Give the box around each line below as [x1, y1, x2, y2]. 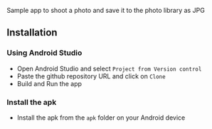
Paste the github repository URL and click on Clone [16, 71, 166, 81]
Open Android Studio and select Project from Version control [16, 64, 202, 73]
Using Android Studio [6, 48, 83, 58]
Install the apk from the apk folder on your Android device [16, 113, 186, 122]
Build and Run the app [16, 79, 83, 88]
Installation [6, 26, 58, 38]
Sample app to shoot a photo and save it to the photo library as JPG [6, 6, 206, 14]
